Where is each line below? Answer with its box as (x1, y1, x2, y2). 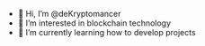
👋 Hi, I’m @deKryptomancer (17, 9, 121, 19)
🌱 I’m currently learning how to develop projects (17, 27, 196, 37)
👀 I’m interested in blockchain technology (17, 18, 172, 28)
